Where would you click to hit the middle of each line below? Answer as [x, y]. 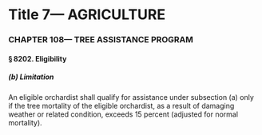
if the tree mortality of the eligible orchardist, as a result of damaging [121, 105]
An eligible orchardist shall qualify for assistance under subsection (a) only [131, 97]
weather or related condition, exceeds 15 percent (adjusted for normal [123, 114]
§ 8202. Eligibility [38, 58]
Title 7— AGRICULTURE [87, 15]
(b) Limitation [31, 77]
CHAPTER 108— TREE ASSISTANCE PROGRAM [101, 40]
